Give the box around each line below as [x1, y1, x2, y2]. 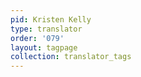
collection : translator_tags [10, 52, 132, 62]
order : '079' [10, 33, 65, 43]
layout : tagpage [10, 42, 78, 53]
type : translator [10, 24, 83, 34]
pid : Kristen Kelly [10, 14, 92, 25]
